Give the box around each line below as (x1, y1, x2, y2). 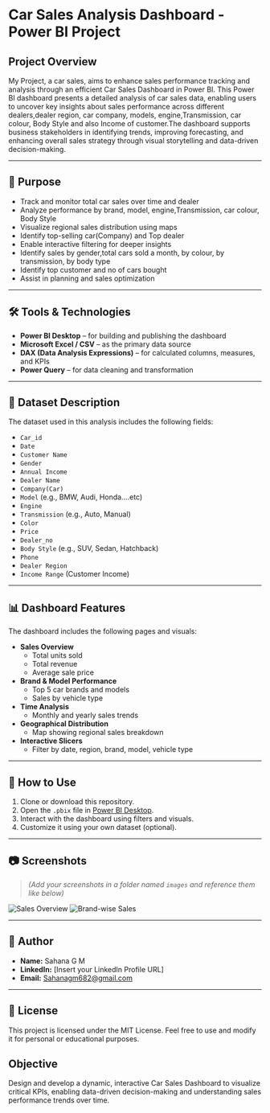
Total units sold (31, 651, 83, 660)
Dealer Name (19, 477, 60, 485)
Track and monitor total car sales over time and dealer (19, 196, 199, 206)
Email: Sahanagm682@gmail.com (19, 973, 133, 983)
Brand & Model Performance (19, 676, 117, 686)
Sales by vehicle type (31, 693, 103, 703)
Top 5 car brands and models (31, 685, 130, 695)
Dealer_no (19, 536, 54, 544)
